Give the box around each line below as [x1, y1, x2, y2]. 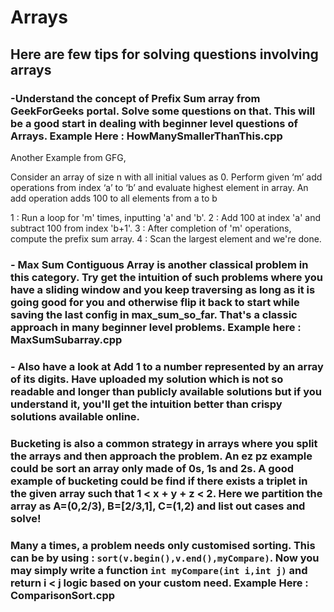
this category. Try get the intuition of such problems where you [10, 270, 324, 284]
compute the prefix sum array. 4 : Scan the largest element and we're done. [10, 232, 322, 245]
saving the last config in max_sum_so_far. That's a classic [10, 307, 298, 321]
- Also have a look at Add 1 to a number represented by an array [10, 359, 324, 373]
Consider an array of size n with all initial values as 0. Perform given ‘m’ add [10, 171, 323, 183]
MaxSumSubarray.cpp [10, 332, 123, 346]
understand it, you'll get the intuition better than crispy [10, 397, 283, 411]
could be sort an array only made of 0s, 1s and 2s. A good [10, 461, 295, 475]
